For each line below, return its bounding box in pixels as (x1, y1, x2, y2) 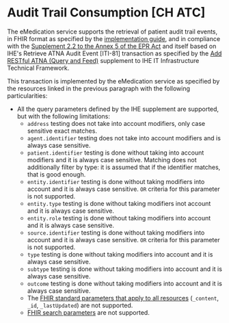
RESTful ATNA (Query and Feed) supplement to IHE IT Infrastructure (7, 56, 200, 64)
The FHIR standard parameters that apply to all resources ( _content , (27, 294, 219, 302)
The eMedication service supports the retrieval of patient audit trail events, (7, 27, 218, 36)
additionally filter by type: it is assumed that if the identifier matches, (27, 163, 221, 171)
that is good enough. (27, 170, 86, 179)
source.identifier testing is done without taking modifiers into (27, 228, 205, 237)
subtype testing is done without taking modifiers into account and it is (27, 265, 222, 273)
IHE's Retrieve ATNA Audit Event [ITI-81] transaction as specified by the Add (7, 49, 222, 57)
